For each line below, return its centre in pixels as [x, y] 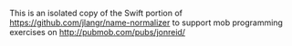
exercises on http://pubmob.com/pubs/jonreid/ [97, 32]
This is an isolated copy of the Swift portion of [96, 13]
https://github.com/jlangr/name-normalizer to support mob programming [146, 23]
